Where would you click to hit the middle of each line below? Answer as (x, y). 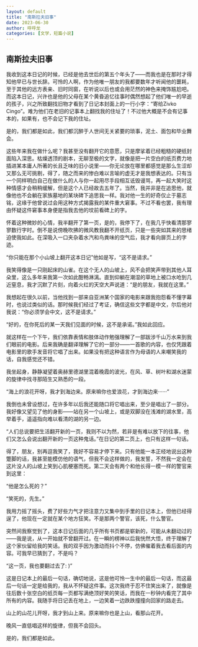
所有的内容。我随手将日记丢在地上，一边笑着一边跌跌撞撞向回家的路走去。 (96, 600)
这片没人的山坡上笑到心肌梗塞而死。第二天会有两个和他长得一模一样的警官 (96, 466)
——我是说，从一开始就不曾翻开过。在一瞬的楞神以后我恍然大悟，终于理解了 (99, 538)
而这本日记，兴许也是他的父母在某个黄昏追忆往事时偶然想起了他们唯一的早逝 (99, 96)
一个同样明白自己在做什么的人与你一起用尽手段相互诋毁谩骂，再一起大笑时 (96, 180)
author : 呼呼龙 (23, 28)
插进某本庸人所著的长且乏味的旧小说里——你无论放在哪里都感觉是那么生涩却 (99, 165)
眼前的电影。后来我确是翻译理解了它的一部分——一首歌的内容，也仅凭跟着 (101, 344)
